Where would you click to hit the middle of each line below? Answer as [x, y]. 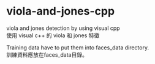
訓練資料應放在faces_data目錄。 [47, 55]
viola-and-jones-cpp [61, 11]
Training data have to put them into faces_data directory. [77, 48]
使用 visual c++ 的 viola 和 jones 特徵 [53, 35]
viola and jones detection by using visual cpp [63, 28]
